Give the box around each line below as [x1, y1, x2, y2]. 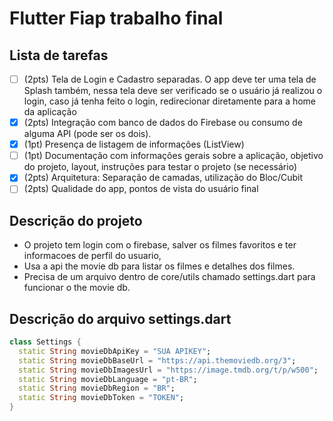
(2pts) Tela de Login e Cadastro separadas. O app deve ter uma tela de [23, 73, 317, 85]
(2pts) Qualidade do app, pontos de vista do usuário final [23, 183, 259, 195]
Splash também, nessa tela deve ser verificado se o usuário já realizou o [23, 85, 323, 97]
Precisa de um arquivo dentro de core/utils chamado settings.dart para [23, 271, 316, 283]
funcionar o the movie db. [23, 282, 131, 294]
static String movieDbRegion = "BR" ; [18, 383, 176, 394]
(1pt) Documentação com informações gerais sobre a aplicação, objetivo [23, 150, 324, 162]
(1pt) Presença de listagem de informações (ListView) [23, 138, 245, 151]
